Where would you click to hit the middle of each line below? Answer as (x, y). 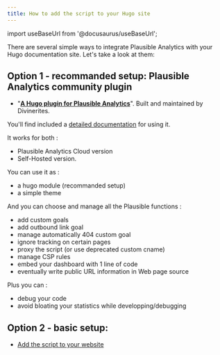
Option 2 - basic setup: (58, 328)
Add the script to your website (60, 345)
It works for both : (33, 138)
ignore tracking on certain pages (64, 242)
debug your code (42, 299)
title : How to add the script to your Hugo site (79, 14)
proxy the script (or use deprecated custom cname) (91, 249)
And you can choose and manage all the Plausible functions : (94, 206)
